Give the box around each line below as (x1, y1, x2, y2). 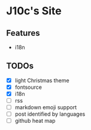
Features (6, 28, 40, 38)
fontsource (14, 83, 42, 91)
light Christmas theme (14, 76, 70, 84)
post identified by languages (14, 110, 86, 117)
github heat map (14, 117, 56, 125)
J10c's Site (6, 4, 62, 18)
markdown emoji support (14, 104, 77, 111)
